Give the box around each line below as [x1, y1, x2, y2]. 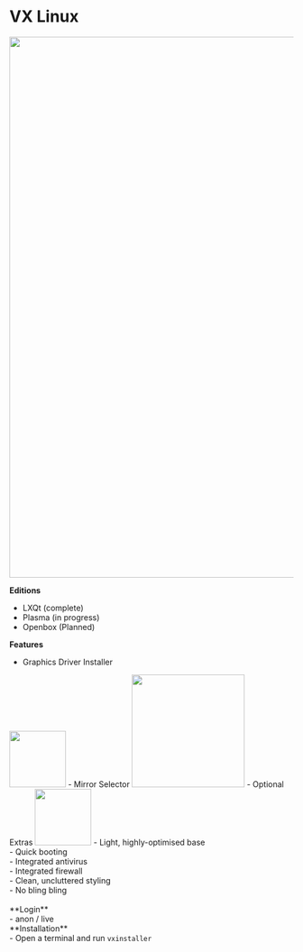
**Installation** [9, 922, 69, 934]
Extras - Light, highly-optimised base [9, 837, 206, 847]
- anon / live [9, 913, 54, 924]
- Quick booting [9, 846, 68, 857]
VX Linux [9, 6, 79, 27]
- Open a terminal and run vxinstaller [9, 932, 152, 943]
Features [9, 638, 43, 650]
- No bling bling [9, 884, 68, 895]
